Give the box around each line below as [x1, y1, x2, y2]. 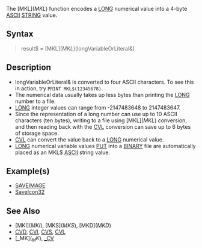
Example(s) [6, 166, 50, 176]
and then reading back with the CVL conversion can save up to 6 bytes [14, 123, 191, 130]
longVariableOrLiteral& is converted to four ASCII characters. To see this [14, 78, 194, 85]
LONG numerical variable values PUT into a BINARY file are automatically [14, 142, 196, 149]
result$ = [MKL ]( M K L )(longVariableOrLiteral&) [20, 45, 135, 52]
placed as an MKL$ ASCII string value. [14, 149, 110, 156]
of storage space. [14, 129, 59, 137]
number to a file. [14, 98, 56, 105]
